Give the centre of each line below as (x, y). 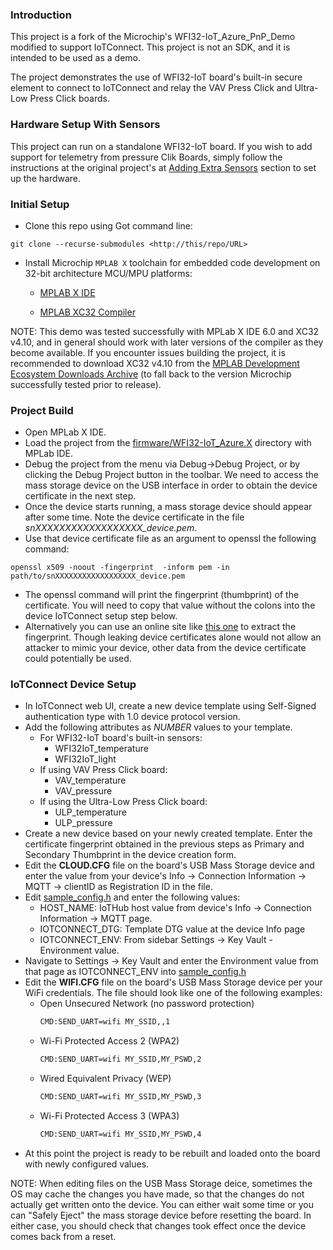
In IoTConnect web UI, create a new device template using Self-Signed (170, 706)
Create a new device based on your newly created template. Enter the (168, 834)
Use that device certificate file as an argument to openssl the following (170, 539)
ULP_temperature (90, 812)
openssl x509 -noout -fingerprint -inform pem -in (120, 568)
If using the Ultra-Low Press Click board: (123, 802)
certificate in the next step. (80, 496)
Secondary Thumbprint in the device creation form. (130, 855)
